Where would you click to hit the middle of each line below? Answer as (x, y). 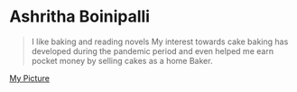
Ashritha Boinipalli (80, 17)
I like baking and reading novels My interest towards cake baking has (160, 41)
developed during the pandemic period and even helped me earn (152, 51)
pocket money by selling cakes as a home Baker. (122, 60)
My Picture (29, 78)
